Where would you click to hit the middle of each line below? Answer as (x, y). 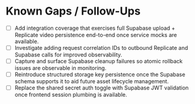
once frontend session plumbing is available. (71, 95)
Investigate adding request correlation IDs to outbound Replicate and (101, 48)
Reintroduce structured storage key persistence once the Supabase (100, 75)
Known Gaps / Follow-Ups (73, 11)
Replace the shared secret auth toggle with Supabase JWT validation (101, 88)
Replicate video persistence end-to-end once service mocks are (96, 35)
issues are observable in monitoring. (60, 68)
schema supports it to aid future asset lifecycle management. (92, 81)
